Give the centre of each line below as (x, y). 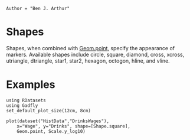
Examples (31, 85)
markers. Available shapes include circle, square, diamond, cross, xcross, (95, 54)
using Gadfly (22, 105)
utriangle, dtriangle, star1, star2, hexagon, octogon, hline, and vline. (88, 61)
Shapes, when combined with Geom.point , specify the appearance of (91, 48)
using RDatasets (26, 100)
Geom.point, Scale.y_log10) (51, 131)
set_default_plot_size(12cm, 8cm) (49, 110)
